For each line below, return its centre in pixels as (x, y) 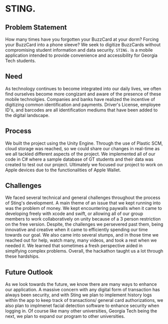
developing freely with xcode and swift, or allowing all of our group (74, 213)
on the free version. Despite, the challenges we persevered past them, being (84, 225)
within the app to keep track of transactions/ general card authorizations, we (84, 300)
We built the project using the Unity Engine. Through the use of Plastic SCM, (84, 143)
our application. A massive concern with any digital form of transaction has (83, 290)
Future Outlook (29, 272)
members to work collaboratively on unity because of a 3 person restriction (83, 219)
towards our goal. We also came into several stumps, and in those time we (82, 235)
